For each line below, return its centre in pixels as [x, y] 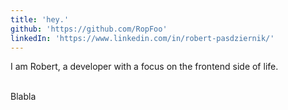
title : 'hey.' [40, 19]
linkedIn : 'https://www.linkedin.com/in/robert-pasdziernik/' [142, 38]
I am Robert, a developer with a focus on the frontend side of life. [144, 67]
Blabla [23, 97]
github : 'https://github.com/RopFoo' [89, 29]
